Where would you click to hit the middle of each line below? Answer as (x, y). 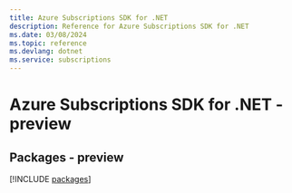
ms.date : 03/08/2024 (49, 34)
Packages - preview (67, 157)
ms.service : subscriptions (60, 60)
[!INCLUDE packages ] (50, 179)
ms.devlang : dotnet (46, 52)
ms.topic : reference (49, 43)
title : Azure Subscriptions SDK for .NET (89, 18)
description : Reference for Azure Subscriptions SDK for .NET (129, 26)
